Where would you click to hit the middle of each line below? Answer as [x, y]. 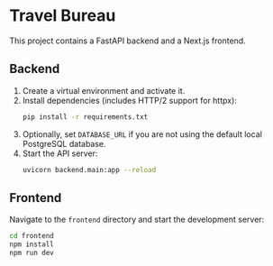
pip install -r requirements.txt [85, 117]
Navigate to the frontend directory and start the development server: [137, 220]
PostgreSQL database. [64, 143]
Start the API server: [60, 153]
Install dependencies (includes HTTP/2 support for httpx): [129, 100]
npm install [32, 244]
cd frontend [32, 236]
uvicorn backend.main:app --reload [89, 170]
